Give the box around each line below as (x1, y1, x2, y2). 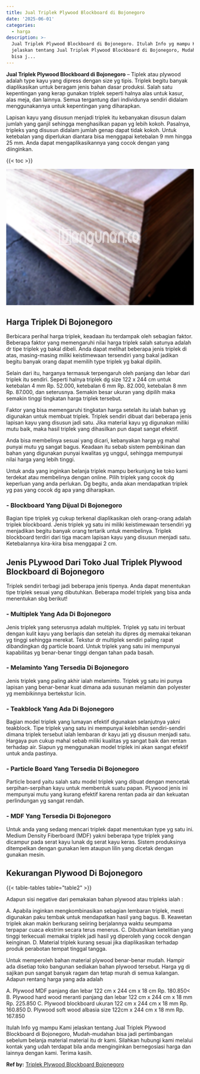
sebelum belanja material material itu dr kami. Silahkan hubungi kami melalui (6, 1036, 193, 1044)
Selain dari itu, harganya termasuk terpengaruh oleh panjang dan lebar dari (6, 370, 190, 377)
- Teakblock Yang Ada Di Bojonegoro (6, 704, 114, 713)
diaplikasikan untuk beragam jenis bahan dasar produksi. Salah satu (6, 83, 173, 90)
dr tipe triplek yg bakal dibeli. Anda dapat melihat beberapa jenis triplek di (6, 345, 187, 352)
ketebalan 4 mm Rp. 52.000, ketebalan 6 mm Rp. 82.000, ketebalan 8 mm (6, 382, 187, 389)
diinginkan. (6, 145, 33, 152)
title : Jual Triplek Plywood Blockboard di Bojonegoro (6, 10, 145, 15)
